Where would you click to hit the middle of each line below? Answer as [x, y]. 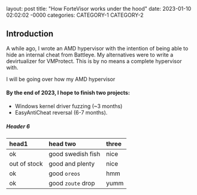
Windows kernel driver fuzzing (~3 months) [69, 106]
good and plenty [72, 163]
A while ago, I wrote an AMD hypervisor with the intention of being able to [97, 48]
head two [63, 143]
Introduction [30, 34]
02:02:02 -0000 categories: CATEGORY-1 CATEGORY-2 [75, 15]
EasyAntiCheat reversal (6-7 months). [61, 113]
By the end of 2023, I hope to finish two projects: [68, 93]
